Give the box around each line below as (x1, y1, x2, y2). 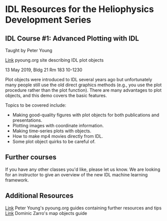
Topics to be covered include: (5, 102, 66, 108)
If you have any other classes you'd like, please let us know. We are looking (5, 166, 160, 172)
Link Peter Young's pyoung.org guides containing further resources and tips (5, 204, 161, 211)
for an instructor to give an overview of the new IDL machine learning (5, 171, 148, 177)
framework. (5, 177, 29, 183)
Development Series (5, 14, 91, 26)
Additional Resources (5, 191, 73, 200)
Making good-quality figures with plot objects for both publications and (12, 112, 159, 118)
